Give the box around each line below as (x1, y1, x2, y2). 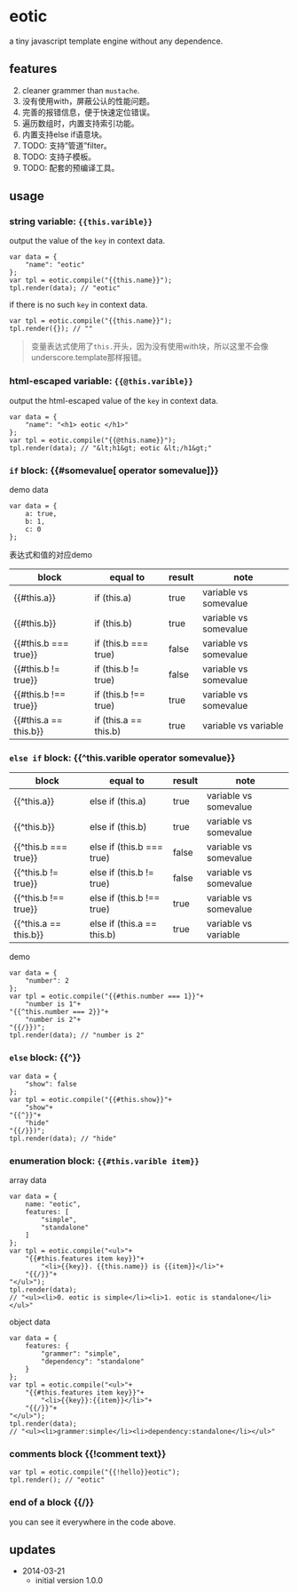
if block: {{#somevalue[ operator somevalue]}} (9, 464, 219, 477)
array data (9, 1174, 47, 1185)
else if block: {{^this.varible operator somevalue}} (9, 752, 236, 764)
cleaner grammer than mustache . (21, 84, 140, 95)
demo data (9, 485, 49, 495)
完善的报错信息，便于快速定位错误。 (21, 107, 155, 117)
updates (9, 1541, 56, 1557)
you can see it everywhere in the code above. (9, 1517, 176, 1527)
